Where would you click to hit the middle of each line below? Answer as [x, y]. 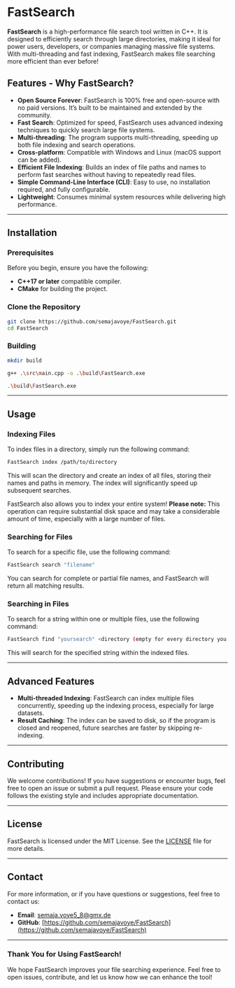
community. [34, 115]
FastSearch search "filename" [51, 565]
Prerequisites [30, 253]
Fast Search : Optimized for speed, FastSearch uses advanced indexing [120, 122]
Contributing [36, 764]
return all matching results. [46, 586]
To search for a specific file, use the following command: [89, 552]
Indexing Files [31, 434]
